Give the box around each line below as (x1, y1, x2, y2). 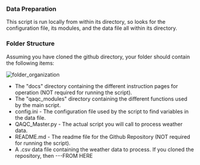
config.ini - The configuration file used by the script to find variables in (14, 108, 189, 115)
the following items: (6, 59, 55, 67)
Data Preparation (6, 5, 57, 13)
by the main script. (14, 101, 61, 108)
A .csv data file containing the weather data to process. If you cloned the (14, 145, 194, 153)
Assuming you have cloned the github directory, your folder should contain (6, 53, 190, 60)
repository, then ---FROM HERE (14, 152, 93, 159)
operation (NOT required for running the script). (14, 89, 133, 96)
